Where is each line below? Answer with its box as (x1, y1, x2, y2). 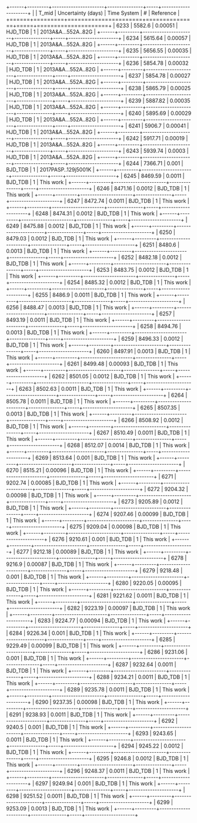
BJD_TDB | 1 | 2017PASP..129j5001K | (6, 166, 95, 173)
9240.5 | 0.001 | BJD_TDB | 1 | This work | (6, 723, 106, 730)
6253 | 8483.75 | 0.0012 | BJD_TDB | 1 (96, 266, 189, 273)
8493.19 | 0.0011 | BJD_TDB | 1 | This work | (6, 317, 111, 323)
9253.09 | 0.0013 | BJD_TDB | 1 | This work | (6, 805, 113, 812)
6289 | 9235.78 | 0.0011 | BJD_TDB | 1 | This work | (67, 686, 190, 693)
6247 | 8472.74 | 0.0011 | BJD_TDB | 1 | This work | (67, 197, 189, 204)
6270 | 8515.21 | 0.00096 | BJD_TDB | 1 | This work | (6, 467, 132, 473)
